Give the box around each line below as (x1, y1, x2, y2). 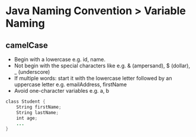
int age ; (16, 115, 38, 121)
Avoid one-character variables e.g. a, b (14, 87, 110, 94)
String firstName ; (16, 104, 62, 110)
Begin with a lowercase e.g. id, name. (14, 56, 106, 63)
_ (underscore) (14, 68, 50, 75)
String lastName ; (16, 109, 59, 116)
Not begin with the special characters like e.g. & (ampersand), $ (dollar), (14, 62, 191, 69)
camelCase (5, 40, 49, 50)
